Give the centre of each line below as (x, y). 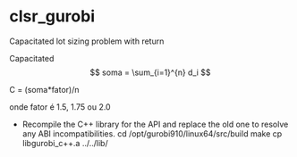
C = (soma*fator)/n (44, 89)
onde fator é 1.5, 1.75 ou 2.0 (60, 107)
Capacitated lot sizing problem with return (87, 41)
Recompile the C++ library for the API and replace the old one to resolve (155, 124)
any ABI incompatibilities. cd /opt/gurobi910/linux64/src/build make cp (152, 133)
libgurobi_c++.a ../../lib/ (65, 143)
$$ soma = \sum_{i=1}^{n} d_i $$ (150, 72)
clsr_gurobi (52, 17)
